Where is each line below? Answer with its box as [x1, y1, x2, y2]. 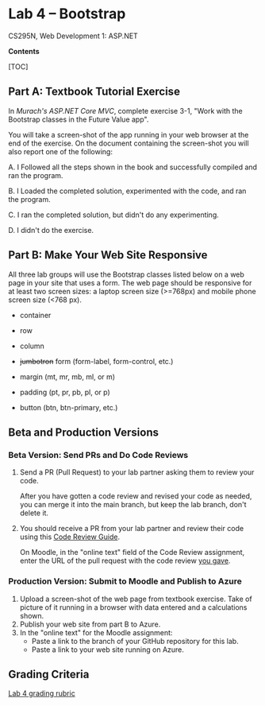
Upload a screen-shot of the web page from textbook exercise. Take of [19, 594, 252, 603]
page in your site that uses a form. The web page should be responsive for [8, 277, 252, 287]
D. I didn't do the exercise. [8, 225, 94, 235]
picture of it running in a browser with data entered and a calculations [19, 602, 248, 612]
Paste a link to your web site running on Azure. [31, 645, 185, 654]
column [19, 341, 45, 351]
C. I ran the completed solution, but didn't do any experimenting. [8, 210, 220, 219]
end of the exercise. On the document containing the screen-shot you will [8, 138, 249, 148]
